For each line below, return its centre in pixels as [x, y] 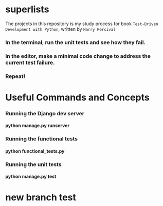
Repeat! [15, 76]
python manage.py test [31, 177]
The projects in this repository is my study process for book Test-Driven [82, 24]
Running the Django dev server [45, 113]
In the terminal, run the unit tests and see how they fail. [75, 42]
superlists [27, 9]
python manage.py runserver [38, 126]
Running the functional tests [42, 139]
